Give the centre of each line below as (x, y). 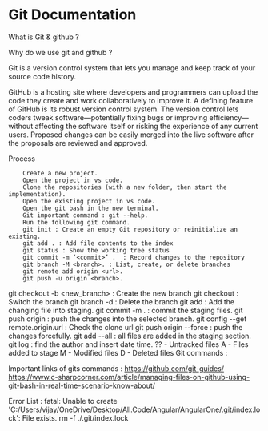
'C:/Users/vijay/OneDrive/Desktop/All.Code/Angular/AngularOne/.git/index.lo (134, 409)
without (21, 126)
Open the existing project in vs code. (89, 201)
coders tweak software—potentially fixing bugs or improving (108, 117)
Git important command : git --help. (86, 215)
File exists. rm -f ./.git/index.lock (75, 417)
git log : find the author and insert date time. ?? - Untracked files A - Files (128, 344)
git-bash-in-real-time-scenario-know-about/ (82, 385)
